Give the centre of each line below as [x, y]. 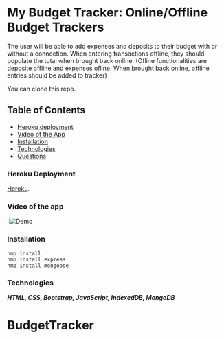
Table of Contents [46, 110]
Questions [32, 156]
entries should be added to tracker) [57, 75]
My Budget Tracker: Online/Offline [108, 13]
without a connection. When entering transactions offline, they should [106, 54]
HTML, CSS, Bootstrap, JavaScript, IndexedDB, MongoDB [91, 297]
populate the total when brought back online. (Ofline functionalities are [107, 60]
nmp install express [37, 259]
